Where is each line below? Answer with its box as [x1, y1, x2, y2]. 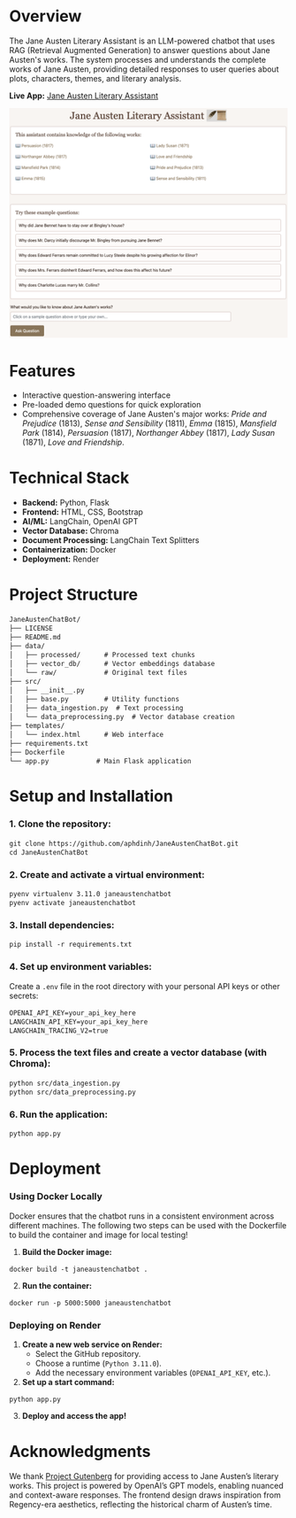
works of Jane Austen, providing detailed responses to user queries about [9, 64, 279, 74]
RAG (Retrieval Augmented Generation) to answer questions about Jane [9, 44, 271, 55]
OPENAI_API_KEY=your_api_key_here [9, 1008, 137, 1018]
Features [9, 360, 76, 381]
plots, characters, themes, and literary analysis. [9, 73, 182, 83]
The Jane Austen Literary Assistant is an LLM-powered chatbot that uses [9, 35, 276, 46]
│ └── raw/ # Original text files [9, 669, 188, 678]
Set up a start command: [21, 1376, 115, 1387]
